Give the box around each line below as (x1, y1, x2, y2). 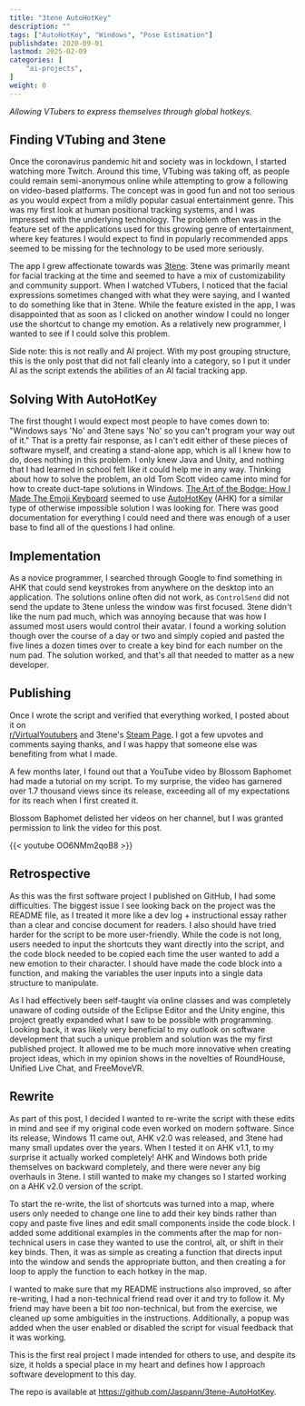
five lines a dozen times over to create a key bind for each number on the (9, 640, 283, 651)
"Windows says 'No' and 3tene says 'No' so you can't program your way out (9, 425, 295, 436)
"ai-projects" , (25, 65, 84, 74)
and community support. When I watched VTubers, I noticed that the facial (9, 280, 289, 291)
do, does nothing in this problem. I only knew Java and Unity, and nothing (9, 454, 284, 465)
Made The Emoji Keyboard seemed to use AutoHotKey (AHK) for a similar (9, 493, 284, 504)
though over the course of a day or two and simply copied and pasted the (9, 631, 285, 642)
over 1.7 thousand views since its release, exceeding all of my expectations (9, 785, 290, 796)
